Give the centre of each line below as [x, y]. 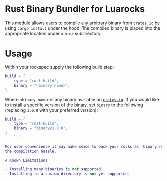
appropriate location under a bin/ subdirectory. [53, 33]
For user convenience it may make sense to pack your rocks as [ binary [81, 147]
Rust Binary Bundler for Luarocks [75, 9]
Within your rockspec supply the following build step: [60, 67]
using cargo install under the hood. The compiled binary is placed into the [83, 28]
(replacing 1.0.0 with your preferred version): [52, 110]
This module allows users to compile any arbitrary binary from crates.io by [83, 23]
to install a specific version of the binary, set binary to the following [74, 105]
